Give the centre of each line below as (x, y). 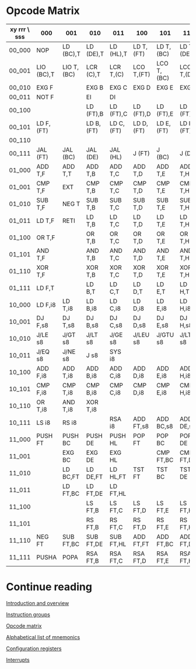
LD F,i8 (46, 304)
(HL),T (119, 54)
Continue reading (49, 587)
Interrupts (18, 660)
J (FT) (142, 153)
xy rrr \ (20, 29)
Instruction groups (28, 614)
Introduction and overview (38, 603)
